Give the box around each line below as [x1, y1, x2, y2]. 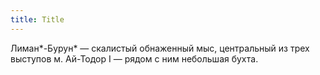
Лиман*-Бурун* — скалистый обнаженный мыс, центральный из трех [10, 42, 310, 54]
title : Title [10, 14, 65, 25]
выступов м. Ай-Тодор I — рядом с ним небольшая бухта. [10, 52, 259, 65]
